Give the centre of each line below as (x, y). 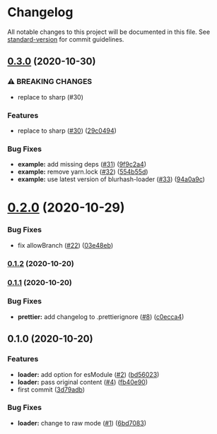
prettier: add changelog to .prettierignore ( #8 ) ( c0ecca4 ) (101, 317)
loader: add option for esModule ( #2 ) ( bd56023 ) (88, 374)
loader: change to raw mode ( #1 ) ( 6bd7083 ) (82, 423)
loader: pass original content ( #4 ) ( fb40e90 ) (83, 382)
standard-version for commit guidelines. (66, 39)
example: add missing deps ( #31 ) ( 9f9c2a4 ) (82, 164)
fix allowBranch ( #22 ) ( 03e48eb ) (65, 245)
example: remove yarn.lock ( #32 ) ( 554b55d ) (83, 172)
